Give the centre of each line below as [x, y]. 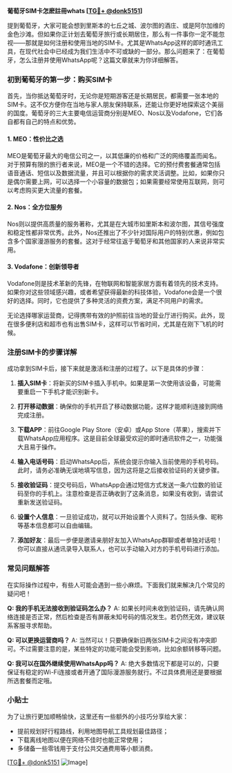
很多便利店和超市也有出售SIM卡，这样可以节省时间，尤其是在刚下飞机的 [115, 324]
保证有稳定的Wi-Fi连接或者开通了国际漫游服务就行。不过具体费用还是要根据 [115, 672]
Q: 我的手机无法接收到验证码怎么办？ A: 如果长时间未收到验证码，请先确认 [113, 608]
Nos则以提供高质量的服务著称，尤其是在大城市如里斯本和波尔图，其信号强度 [116, 224]
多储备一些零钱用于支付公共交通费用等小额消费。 [87, 748]
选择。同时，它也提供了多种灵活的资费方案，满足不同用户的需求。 [113, 300]
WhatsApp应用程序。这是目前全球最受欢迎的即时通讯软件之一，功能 [120, 438]
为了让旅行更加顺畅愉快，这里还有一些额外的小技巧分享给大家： [98, 716]
